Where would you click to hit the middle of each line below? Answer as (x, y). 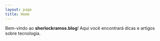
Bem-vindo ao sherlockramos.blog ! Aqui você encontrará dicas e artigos (80, 28)
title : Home (17, 14)
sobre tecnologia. (23, 33)
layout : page (19, 10)
